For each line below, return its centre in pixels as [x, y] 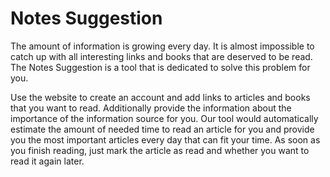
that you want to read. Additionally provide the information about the [151, 108]
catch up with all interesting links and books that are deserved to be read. [161, 56]
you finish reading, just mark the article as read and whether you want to [160, 150]
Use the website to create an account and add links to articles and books [160, 97]
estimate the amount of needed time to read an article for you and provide [162, 129]
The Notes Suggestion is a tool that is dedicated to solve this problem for [160, 67]
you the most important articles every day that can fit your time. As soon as [165, 139]
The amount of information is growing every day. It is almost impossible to [162, 46]
